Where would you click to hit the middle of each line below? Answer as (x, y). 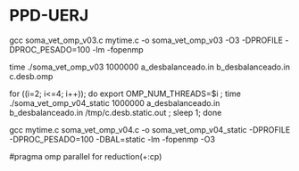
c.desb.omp (31, 76)
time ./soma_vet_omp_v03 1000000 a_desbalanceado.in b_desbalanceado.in (149, 67)
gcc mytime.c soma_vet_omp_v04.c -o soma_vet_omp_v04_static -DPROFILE (150, 129)
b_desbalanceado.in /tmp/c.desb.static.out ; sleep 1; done (116, 112)
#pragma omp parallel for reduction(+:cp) (86, 156)
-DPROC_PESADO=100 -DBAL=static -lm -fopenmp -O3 (112, 139)
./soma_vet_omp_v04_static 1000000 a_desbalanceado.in (115, 102)
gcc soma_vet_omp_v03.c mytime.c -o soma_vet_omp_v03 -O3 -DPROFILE (146, 40)
